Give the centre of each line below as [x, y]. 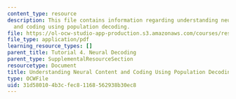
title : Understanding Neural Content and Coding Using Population [106, 72]
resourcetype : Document [42, 66]
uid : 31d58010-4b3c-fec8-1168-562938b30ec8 [72, 85]
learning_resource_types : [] [50, 46]
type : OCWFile [28, 78]
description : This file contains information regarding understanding [113, 20]
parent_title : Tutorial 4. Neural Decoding [72, 53]
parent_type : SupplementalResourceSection [70, 59]
